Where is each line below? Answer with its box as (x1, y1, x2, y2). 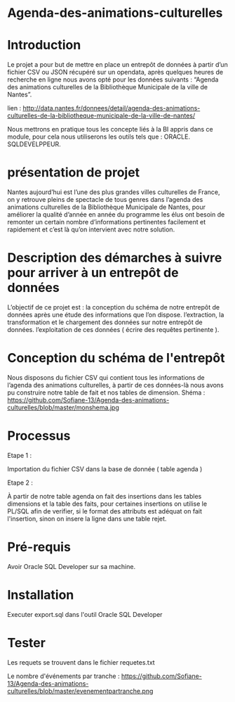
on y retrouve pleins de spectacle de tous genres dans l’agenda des (7, 196, 203, 204)
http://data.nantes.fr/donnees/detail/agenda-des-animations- (22, 104, 201, 113)
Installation (7, 587, 74, 603)
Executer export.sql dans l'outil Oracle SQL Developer (7, 610, 163, 618)
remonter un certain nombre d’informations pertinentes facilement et (7, 218, 206, 226)
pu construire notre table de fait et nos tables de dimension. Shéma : (7, 388, 206, 397)
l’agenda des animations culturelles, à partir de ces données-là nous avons (7, 381, 224, 389)
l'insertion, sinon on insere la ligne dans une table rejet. (7, 514, 167, 523)
